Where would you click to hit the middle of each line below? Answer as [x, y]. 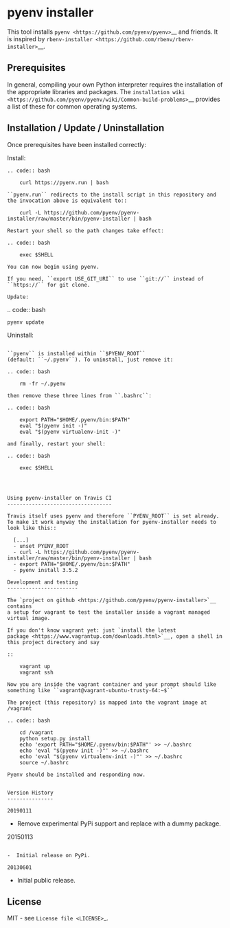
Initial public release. [46, 880]
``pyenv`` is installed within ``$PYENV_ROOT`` [77, 353]
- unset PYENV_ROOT [41, 546]
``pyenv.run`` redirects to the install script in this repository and [112, 195]
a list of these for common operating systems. [72, 106]
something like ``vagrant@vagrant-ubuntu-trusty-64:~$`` [90, 690]
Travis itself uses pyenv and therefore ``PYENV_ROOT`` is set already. [113, 516]
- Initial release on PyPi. [49, 855]
